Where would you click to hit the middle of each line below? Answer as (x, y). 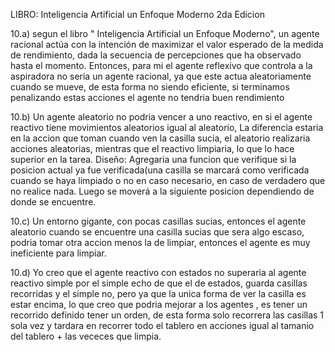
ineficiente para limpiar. (58, 253)
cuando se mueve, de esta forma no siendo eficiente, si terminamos (150, 87)
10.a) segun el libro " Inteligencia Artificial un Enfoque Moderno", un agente (165, 33)
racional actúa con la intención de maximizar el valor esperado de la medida (167, 44)
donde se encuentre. (53, 202)
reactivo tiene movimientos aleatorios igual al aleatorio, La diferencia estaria (167, 127)
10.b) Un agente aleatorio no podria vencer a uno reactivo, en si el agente (161, 117)
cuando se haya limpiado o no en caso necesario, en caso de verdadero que (168, 180)
